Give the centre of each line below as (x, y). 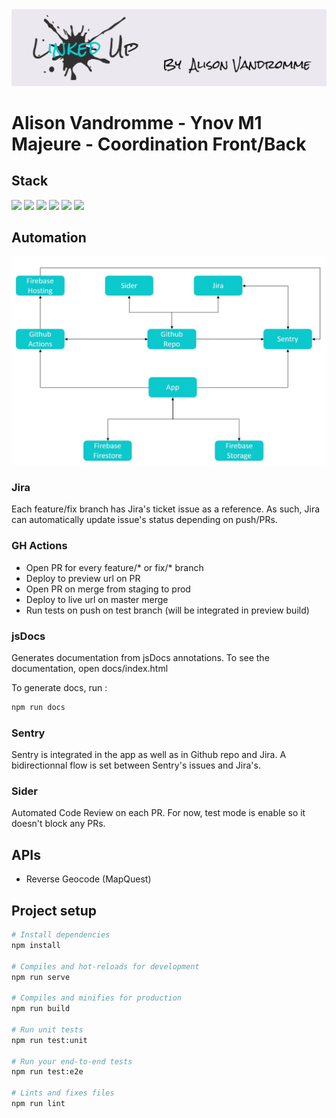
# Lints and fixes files (63, 1093)
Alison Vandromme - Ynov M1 (137, 122)
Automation (49, 237)
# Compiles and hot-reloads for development (105, 966)
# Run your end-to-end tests (72, 1061)
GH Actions (39, 546)
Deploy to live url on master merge (97, 599)
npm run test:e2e (47, 1072)
